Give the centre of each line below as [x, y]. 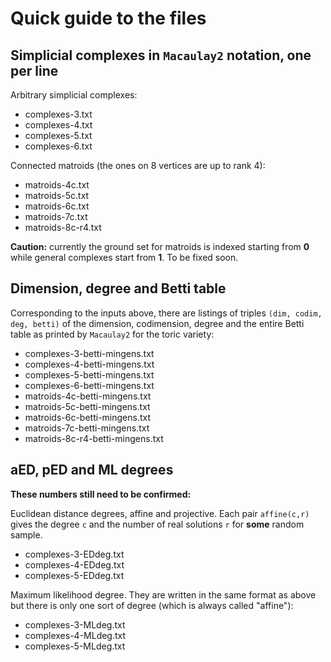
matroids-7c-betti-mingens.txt [87, 428]
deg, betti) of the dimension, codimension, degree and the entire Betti [157, 323]
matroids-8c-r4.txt [63, 227]
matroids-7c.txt [56, 216]
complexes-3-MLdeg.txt [75, 624]
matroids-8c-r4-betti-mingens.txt [94, 438]
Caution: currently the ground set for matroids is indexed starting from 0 [160, 246]
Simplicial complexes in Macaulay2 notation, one [161, 55]
